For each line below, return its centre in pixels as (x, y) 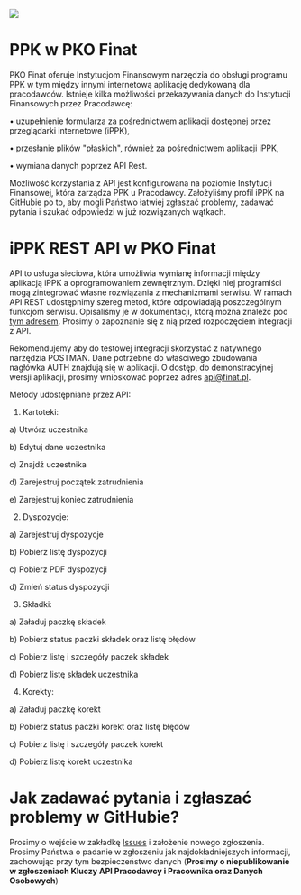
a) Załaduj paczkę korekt (55, 709)
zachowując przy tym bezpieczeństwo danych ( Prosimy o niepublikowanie (150, 861)
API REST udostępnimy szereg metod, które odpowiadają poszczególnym (146, 301)
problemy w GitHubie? (95, 817)
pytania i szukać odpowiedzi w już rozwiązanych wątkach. (118, 211)
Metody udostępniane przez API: (70, 394)
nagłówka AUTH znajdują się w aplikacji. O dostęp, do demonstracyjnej (141, 367)
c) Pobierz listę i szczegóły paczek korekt (87, 743)
